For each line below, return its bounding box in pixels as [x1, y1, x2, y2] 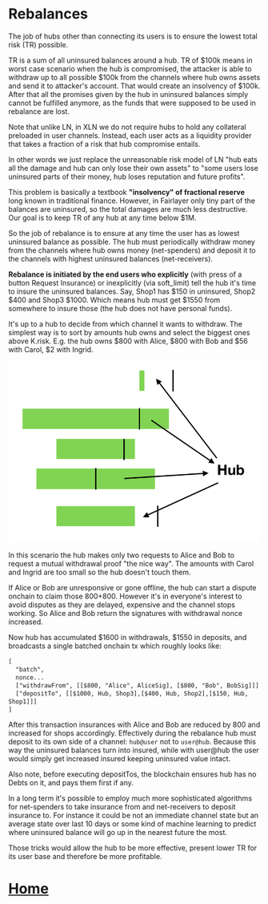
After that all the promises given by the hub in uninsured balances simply [8, 89, 249, 99]
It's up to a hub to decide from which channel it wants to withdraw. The [8, 318, 242, 329]
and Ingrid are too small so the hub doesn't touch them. [8, 567, 191, 578]
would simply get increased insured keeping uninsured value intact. [8, 754, 231, 764]
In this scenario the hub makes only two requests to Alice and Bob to [8, 550, 234, 560]
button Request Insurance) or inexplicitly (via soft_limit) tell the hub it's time [8, 278, 257, 287]
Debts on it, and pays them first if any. [8, 778, 134, 788]
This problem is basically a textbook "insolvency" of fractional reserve [8, 187, 246, 197]
